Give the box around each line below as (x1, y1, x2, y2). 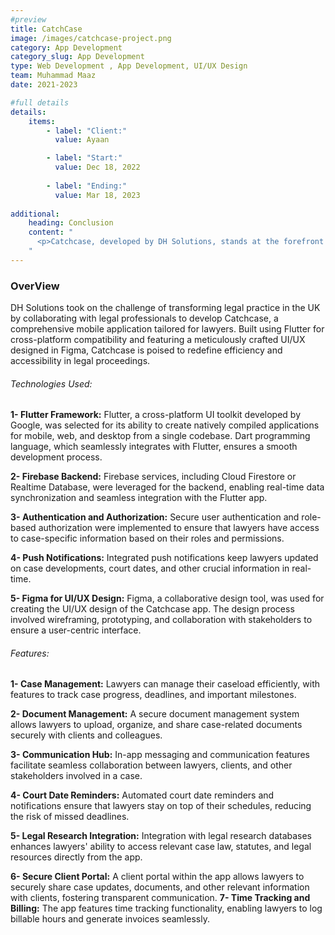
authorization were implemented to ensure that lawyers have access (38, 522, 320, 534)
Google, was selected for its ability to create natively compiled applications (10, 419, 320, 431)
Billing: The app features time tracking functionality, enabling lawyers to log (10, 902, 323, 915)
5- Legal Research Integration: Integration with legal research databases (10, 830, 313, 842)
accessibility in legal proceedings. (10, 355, 151, 367)
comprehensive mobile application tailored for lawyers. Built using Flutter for (10, 323, 325, 335)
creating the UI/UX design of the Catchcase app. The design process (10, 603, 295, 615)
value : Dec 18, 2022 (54, 162, 141, 173)
